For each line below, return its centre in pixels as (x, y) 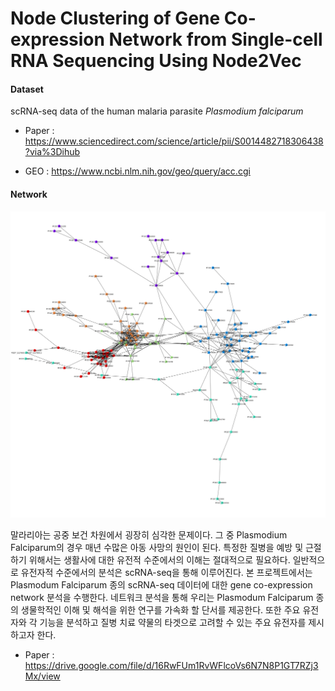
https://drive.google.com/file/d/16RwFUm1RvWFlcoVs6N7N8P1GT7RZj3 (171, 666)
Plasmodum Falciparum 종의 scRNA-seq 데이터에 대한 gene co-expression (161, 585)
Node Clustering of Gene (115, 18)
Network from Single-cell (215, 39)
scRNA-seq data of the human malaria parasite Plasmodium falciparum (157, 111)
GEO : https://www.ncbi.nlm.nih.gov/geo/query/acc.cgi (137, 171)
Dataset (27, 89)
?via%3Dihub (52, 152)
